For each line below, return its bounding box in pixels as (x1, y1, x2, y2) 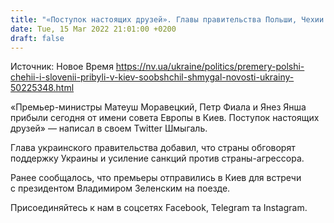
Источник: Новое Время (10, 61, 114, 73)
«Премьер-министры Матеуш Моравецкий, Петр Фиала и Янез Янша (10, 101, 307, 113)
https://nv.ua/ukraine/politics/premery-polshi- (115, 61, 305, 73)
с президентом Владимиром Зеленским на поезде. (10, 182, 231, 195)
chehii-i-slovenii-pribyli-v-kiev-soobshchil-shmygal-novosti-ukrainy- (10, 71, 295, 83)
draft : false (10, 33, 65, 43)
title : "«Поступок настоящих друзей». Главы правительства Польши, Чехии (10, 14, 325, 25)
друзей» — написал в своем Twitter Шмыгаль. (10, 122, 208, 135)
